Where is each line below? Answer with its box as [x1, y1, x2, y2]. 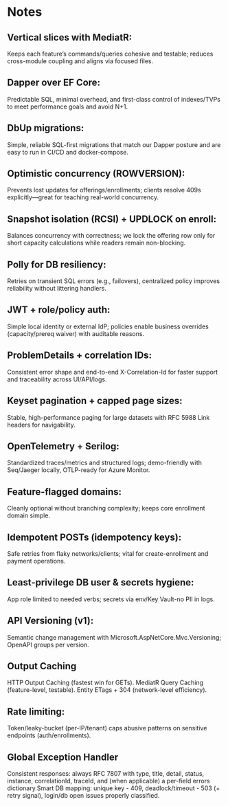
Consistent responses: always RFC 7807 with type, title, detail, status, [7, 770, 205, 777]
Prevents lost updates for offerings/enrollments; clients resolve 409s [7, 186, 201, 194]
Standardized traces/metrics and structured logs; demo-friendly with [7, 458, 203, 467]
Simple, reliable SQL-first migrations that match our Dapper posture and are [7, 140, 221, 148]
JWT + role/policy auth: [7, 304, 111, 316]
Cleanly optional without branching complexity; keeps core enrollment [7, 504, 205, 513]
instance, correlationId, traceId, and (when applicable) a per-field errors [7, 777, 211, 785]
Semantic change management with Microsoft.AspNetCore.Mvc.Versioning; [7, 633, 222, 641]
